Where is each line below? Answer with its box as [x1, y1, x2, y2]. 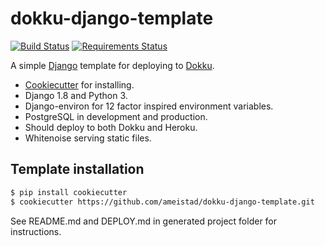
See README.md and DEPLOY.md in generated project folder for [10, 215, 278, 227]
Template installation [10, 161, 145, 178]
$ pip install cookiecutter [10, 187, 128, 197]
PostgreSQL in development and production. [24, 110, 208, 122]
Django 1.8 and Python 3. [24, 89, 128, 101]
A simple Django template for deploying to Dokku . [10, 59, 215, 71]
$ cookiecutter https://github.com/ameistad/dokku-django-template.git [10, 197, 315, 207]
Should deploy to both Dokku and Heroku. [24, 121, 198, 133]
